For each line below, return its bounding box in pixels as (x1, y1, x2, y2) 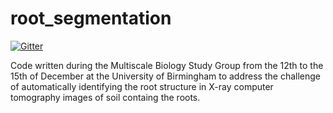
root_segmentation (10, 7, 172, 30)
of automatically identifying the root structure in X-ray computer (10, 80, 274, 92)
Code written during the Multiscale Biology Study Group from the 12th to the (10, 59, 324, 71)
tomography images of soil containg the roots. (10, 91, 201, 103)
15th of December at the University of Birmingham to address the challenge (10, 70, 321, 82)
